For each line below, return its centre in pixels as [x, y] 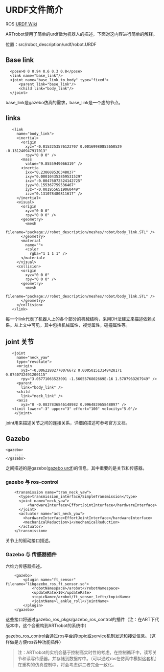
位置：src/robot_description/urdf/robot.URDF [51, 44]
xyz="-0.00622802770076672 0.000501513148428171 [71, 370]
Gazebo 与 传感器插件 [31, 555]
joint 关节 [20, 342]
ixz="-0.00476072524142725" [54, 181]
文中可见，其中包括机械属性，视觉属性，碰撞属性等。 [76, 325]
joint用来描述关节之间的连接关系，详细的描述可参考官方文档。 [68, 423]
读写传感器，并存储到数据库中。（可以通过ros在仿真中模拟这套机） [93, 658]
